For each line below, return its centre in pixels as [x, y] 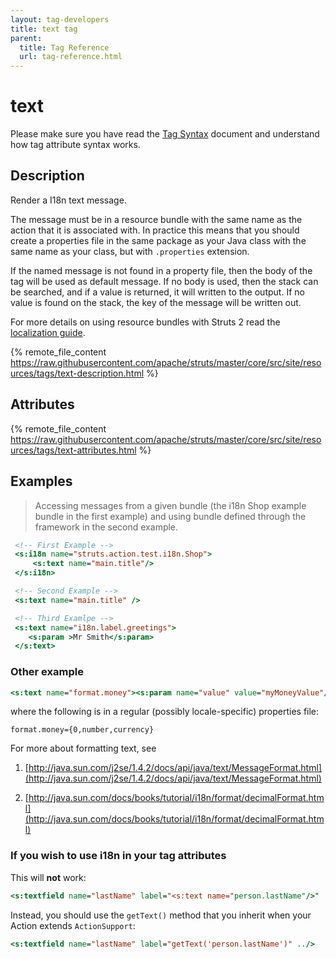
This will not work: [48, 877]
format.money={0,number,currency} [82, 730]
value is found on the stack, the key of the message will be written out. [156, 302]
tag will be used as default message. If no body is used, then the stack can [164, 281]
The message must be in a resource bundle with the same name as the [156, 219]
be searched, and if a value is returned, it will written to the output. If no [157, 292]
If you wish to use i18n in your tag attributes [118, 856]
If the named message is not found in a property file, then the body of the [161, 270]
